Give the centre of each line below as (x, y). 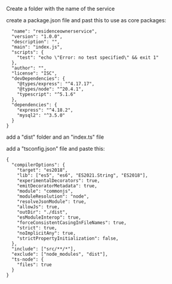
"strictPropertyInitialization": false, (68, 238)
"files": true (34, 265)
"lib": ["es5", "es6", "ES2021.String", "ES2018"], (82, 175)
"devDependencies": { (39, 79)
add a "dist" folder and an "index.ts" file (55, 137)
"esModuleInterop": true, (49, 217)
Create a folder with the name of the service (61, 9)
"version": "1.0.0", (37, 37)
